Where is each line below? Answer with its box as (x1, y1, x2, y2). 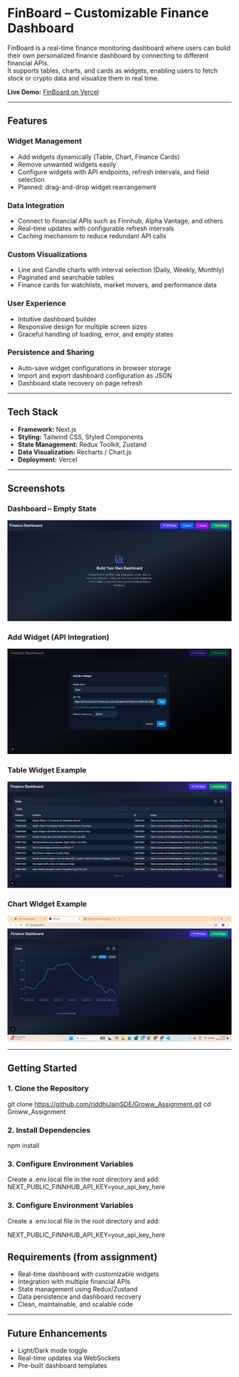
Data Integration (7, 201, 65, 211)
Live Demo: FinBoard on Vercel (7, 87, 100, 96)
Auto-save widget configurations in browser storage (17, 363, 171, 372)
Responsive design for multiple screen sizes (17, 322, 147, 331)
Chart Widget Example (7, 899, 87, 909)
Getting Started (7, 1062, 78, 1075)
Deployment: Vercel (17, 455, 78, 464)
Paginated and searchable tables (17, 273, 115, 282)
